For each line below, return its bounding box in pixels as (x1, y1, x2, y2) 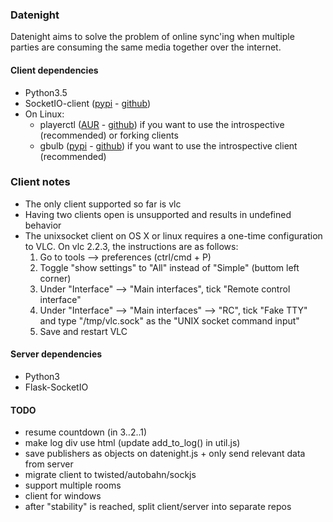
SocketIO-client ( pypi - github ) (24, 97, 152, 109)
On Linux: (24, 108, 65, 120)
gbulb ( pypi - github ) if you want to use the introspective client (39, 139, 298, 152)
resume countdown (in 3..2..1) (24, 426, 148, 438)
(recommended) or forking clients (39, 129, 179, 141)
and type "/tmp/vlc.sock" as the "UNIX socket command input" (39, 314, 300, 327)
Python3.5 (24, 86, 68, 98)
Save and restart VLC (39, 325, 128, 337)
